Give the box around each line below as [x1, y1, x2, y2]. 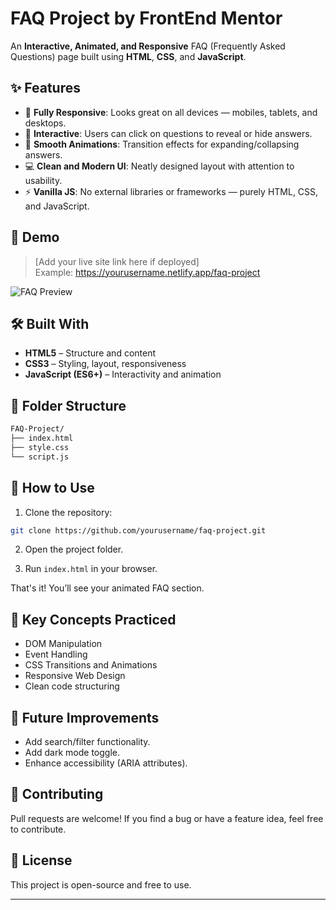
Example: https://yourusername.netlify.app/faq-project [34, 266, 261, 278]
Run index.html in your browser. [24, 563, 158, 575]
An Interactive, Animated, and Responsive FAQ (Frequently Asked [10, 40, 286, 52]
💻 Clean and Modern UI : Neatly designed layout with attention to [24, 160, 295, 172]
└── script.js [10, 452, 70, 462]
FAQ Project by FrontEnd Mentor [10, 7, 283, 30]
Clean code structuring [24, 680, 120, 692]
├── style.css [10, 442, 70, 452]
